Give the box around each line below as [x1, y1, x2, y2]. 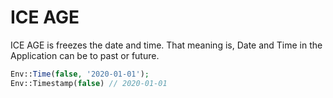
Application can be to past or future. [10, 49, 160, 61]
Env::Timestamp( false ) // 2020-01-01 [10, 78, 168, 88]
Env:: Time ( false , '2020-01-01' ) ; [10, 69, 150, 79]
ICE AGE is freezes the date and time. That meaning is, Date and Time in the [10, 39, 323, 51]
